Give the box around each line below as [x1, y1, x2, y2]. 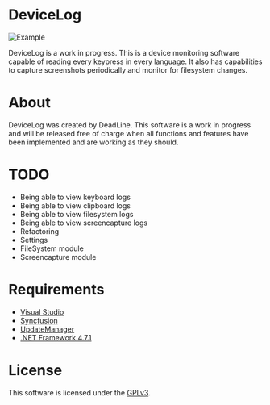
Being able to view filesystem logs [19, 209, 134, 219]
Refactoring [19, 226, 60, 236]
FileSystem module [19, 244, 85, 253]
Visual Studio [19, 307, 64, 316]
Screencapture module [19, 252, 97, 261]
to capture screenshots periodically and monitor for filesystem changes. [8, 65, 248, 74]
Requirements [8, 281, 105, 299]
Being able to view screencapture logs [19, 218, 147, 228]
